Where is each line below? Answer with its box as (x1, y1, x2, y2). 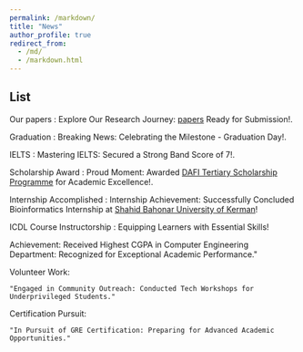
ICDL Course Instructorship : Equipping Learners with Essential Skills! (9, 221, 270, 233)
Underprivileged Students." (9, 292, 116, 301)
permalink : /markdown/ (9, 13, 96, 23)
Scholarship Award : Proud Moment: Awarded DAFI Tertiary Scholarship (9, 166, 278, 178)
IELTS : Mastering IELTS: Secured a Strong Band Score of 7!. (9, 149, 236, 160)
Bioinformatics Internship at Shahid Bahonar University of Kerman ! (9, 203, 258, 214)
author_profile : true (9, 30, 92, 39)
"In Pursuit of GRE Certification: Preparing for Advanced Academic (9, 326, 275, 335)
